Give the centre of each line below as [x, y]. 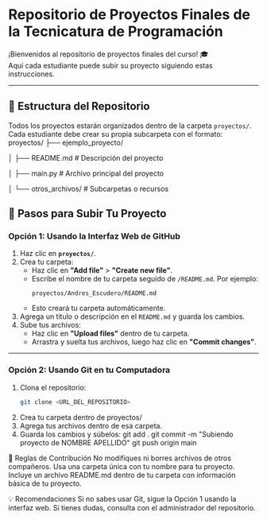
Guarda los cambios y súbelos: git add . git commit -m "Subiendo [126, 434]
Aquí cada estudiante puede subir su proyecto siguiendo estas [110, 65]
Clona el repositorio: [53, 387]
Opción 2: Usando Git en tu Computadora [89, 370]
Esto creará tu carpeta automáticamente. [99, 309]
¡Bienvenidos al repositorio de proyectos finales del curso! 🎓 [108, 54]
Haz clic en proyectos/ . [58, 254]
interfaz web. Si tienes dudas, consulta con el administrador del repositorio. [132, 507]
